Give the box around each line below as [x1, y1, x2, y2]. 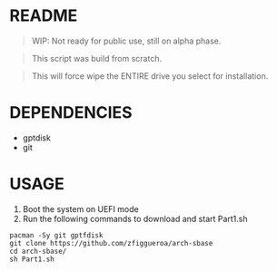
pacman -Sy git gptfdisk [9, 230, 104, 240]
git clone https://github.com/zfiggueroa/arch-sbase [9, 238, 213, 247]
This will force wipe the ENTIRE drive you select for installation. [31, 70, 269, 82]
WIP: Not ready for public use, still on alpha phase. [31, 35, 222, 46]
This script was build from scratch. [31, 53, 162, 63]
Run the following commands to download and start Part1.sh [22, 213, 248, 224]
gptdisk [22, 132, 52, 143]
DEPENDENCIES [9, 102, 134, 123]
